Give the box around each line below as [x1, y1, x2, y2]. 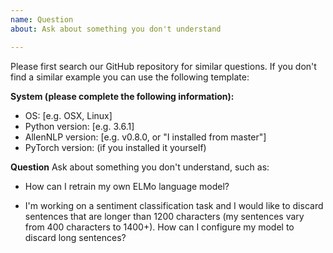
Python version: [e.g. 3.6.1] [24, 120, 135, 132]
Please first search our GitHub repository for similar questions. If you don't [10, 60, 317, 72]
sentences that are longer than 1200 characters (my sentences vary [24, 210, 305, 222]
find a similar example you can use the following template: [10, 71, 250, 83]
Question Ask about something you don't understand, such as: [10, 161, 270, 173]
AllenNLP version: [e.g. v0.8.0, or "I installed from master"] [24, 131, 267, 143]
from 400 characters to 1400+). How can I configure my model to [24, 221, 295, 233]
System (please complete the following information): [10, 90, 235, 102]
